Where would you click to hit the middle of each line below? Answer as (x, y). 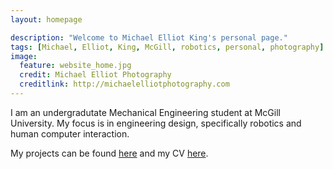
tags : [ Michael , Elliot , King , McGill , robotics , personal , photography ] (167, 47)
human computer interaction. (70, 133)
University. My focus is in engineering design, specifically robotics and (156, 123)
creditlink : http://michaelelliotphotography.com (124, 84)
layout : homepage (46, 19)
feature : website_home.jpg (75, 66)
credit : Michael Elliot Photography (95, 75)
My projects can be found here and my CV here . (109, 153)
